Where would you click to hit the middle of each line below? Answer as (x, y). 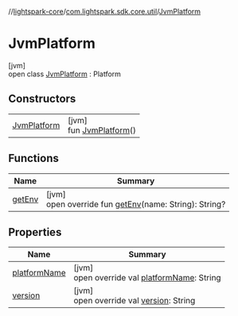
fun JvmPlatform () (102, 130)
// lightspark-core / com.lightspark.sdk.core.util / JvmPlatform (105, 12)
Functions (34, 158)
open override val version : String (135, 301)
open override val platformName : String (147, 278)
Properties (35, 232)
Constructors (42, 99)
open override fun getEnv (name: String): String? (136, 204)
